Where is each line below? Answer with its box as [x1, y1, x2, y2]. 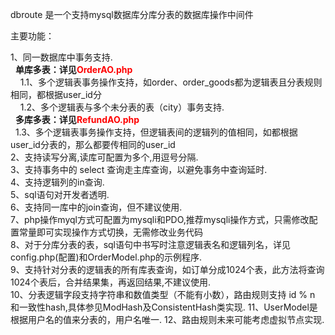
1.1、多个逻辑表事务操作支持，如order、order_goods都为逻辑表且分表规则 [19, 76, 323, 88]
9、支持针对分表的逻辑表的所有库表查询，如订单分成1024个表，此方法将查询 [10, 264, 325, 275]
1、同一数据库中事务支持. [10, 51, 113, 63]
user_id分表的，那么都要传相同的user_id [10, 139, 176, 150]
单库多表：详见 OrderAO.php [14, 64, 133, 75]
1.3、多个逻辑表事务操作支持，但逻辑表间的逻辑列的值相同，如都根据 [14, 126, 298, 138]
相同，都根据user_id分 [10, 89, 102, 100]
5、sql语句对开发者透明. [10, 189, 110, 200]
